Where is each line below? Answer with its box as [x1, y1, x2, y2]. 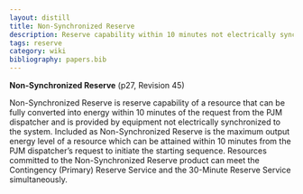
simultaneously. [9, 174, 68, 185]
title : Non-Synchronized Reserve [9, 22, 135, 31]
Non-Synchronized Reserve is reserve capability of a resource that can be [9, 97, 286, 108]
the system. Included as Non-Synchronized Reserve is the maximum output [9, 126, 290, 136]
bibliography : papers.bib [9, 55, 106, 64]
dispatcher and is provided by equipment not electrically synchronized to [9, 116, 281, 127]
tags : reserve [9, 38, 63, 48]
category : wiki [9, 47, 67, 56]
